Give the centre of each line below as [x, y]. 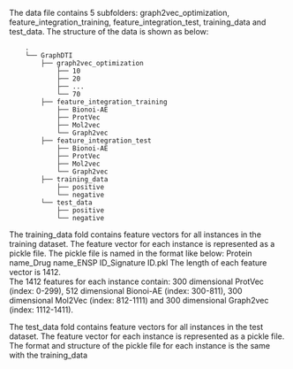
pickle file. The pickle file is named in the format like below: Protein [131, 253]
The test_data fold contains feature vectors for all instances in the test [136, 327]
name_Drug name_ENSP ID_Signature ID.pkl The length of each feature [138, 263]
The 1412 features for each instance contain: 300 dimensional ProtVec [137, 281]
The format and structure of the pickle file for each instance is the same [140, 346]
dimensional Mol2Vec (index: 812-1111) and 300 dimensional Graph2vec [139, 300]
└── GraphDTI [49, 56]
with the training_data [49, 355]
